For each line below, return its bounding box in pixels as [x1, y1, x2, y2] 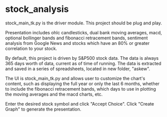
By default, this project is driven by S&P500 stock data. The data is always [5, 55, 159, 61]
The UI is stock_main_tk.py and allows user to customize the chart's [5, 75, 145, 81]
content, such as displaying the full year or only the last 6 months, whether [5, 81, 159, 87]
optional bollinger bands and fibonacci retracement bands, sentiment [5, 35, 148, 41]
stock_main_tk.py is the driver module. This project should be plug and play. [5, 20, 162, 26]
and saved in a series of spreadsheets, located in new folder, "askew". [5, 66, 150, 72]
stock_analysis [5, 3, 69, 15]
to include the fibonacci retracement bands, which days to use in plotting [5, 86, 156, 92]
